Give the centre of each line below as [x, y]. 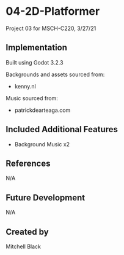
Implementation [37, 48]
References [28, 163]
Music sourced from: [32, 98]
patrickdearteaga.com [42, 110]
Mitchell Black [23, 246]
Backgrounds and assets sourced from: [55, 74]
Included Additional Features [62, 129]
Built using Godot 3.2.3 [35, 62]
